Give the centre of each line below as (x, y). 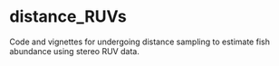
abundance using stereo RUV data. (75, 51)
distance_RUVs (68, 17)
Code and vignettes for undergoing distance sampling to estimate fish (139, 42)
